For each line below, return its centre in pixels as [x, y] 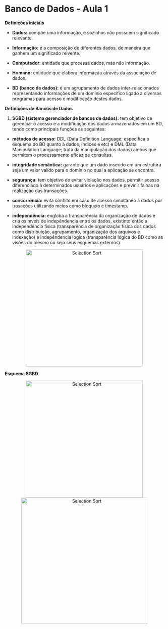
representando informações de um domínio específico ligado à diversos [87, 93]
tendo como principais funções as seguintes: [59, 129]
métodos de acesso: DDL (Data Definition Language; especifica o [81, 139]
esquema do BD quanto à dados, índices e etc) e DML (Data [74, 144]
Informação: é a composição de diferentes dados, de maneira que [81, 48]
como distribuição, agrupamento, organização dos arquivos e [76, 232]
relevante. [22, 38]
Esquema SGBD [21, 373]
